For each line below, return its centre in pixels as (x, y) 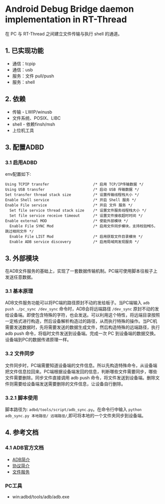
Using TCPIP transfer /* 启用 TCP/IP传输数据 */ (74, 185)
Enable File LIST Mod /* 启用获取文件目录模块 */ (76, 237)
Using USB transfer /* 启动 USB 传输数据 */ (72, 190)
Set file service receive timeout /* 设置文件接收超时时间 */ (76, 216)
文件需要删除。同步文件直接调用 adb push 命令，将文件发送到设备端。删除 (80, 378)
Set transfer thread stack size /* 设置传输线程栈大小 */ (72, 195)
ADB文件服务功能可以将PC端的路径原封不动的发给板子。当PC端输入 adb (77, 303)
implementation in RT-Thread (66, 19)
